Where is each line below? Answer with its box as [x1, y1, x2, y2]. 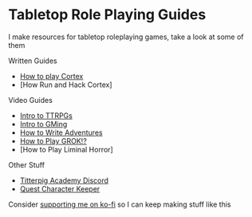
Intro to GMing [19, 119, 68, 128]
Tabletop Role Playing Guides [8, 6, 207, 24]
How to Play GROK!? [19, 136, 88, 145]
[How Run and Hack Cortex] [19, 80, 113, 89]
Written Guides [8, 56, 57, 65]
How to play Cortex [19, 71, 84, 81]
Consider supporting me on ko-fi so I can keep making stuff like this [8, 199, 231, 209]
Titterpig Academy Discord [19, 176, 109, 185]
